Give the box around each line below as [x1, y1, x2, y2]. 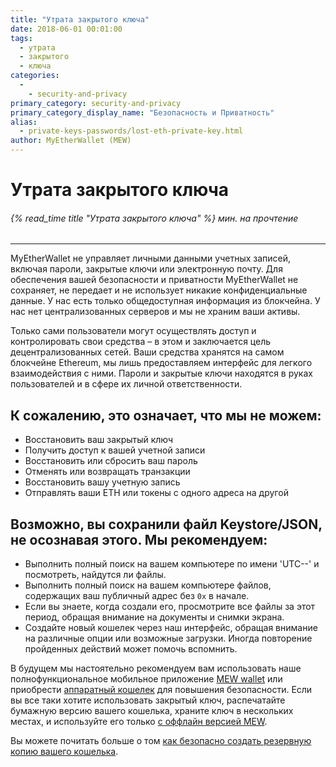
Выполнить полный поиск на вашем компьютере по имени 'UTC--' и [24, 558, 320, 570]
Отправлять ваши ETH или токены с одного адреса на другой [24, 487, 289, 499]
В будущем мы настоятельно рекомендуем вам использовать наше [10, 662, 302, 675]
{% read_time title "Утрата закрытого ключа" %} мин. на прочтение [10, 212, 299, 224]
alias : [10, 117, 38, 127]
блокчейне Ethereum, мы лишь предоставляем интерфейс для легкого [10, 357, 313, 369]
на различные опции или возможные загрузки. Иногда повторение [24, 632, 313, 645]
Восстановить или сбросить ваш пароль [24, 455, 198, 467]
